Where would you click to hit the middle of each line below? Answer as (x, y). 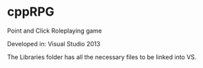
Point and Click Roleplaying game (55, 31)
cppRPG (31, 12)
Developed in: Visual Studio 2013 (54, 44)
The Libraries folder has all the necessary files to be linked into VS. (102, 57)
